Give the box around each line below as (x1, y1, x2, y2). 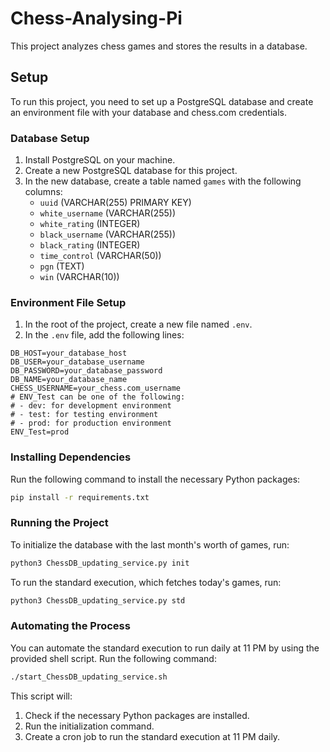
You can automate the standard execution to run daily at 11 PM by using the (10, 642, 320, 654)
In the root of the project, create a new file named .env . (24, 318, 253, 331)
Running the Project (10, 516, 109, 530)
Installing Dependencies (10, 450, 132, 464)
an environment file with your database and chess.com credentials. (10, 106, 287, 118)
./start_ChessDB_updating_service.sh (10, 672, 168, 682)
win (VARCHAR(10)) (39, 271, 120, 283)
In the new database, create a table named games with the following (24, 175, 302, 187)
